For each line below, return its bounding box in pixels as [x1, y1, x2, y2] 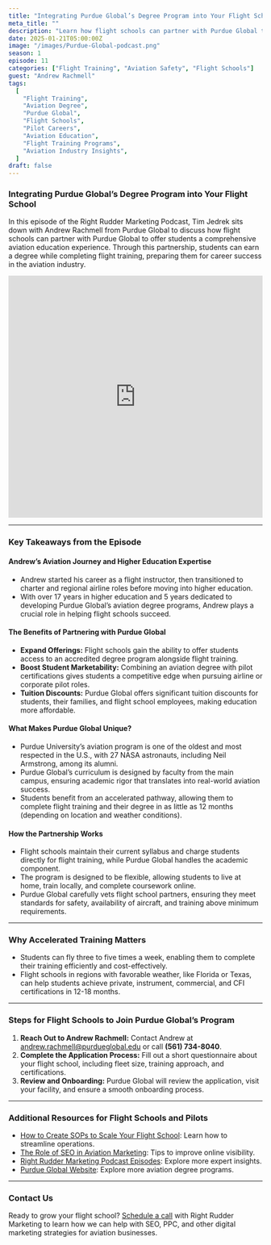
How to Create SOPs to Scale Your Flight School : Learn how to [19, 1130, 228, 1140]
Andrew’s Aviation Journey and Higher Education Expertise [8, 556, 212, 566]
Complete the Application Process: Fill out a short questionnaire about [19, 1050, 258, 1059]
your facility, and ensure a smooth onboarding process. [19, 1084, 204, 1094]
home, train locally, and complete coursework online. [19, 881, 196, 891]
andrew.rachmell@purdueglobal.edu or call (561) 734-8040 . [19, 1042, 222, 1051]
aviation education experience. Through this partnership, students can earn [8, 243, 260, 253]
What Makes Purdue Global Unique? [8, 724, 132, 733]
